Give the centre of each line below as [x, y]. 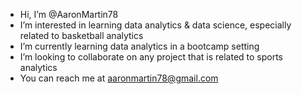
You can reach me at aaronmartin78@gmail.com [119, 78]
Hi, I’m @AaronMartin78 [69, 14]
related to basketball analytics [81, 35]
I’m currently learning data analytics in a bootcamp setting [139, 46]
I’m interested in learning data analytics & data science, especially [155, 25]
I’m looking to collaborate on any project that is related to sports [151, 57]
